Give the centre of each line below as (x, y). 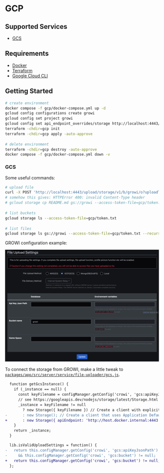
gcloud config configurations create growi (50, 113)
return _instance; (32, 430)
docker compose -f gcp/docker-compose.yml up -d (55, 108)
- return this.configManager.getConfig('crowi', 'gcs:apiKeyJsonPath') (82, 450)
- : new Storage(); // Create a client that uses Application (76, 415)
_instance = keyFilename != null (52, 405)
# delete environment (27, 144)
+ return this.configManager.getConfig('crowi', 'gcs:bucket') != (76, 461)
